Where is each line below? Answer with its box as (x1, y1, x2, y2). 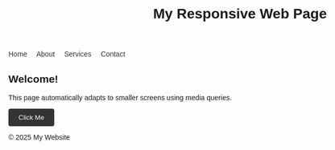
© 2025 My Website (8, 133, 71, 142)
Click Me (19, 113, 45, 122)
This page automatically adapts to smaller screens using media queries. (8, 93, 232, 102)
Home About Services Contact (8, 50, 126, 59)
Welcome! (8, 72, 59, 85)
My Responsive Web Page (152, 6, 328, 22)
